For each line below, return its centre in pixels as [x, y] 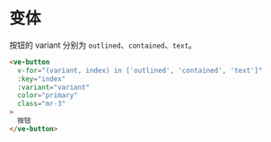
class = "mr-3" [42, 104]
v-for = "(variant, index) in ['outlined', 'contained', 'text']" [140, 70]
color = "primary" [48, 95]
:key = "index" [42, 79]
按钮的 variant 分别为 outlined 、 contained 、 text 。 [103, 45]
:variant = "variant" [54, 87]
